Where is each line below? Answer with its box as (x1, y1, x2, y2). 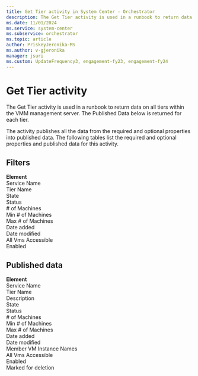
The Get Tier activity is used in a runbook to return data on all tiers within (6, 103, 185, 110)
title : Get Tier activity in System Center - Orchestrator (6, 8, 155, 15)
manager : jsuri (6, 53, 44, 59)
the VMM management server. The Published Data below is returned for (6, 110, 182, 117)
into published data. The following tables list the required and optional (6, 134, 177, 141)
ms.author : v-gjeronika (6, 48, 65, 53)
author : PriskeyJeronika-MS (6, 42, 76, 48)
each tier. (6, 116, 29, 124)
